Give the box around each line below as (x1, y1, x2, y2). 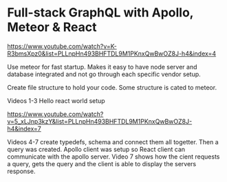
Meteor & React (7, 19, 98, 35)
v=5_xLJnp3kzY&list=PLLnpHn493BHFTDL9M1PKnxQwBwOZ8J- (7, 117, 193, 125)
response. (7, 167, 36, 175)
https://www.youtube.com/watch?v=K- (7, 42, 117, 50)
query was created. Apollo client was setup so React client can (7, 145, 186, 153)
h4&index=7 (7, 124, 41, 133)
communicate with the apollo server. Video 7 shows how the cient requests (7, 152, 220, 161)
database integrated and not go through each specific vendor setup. (7, 70, 201, 78)
